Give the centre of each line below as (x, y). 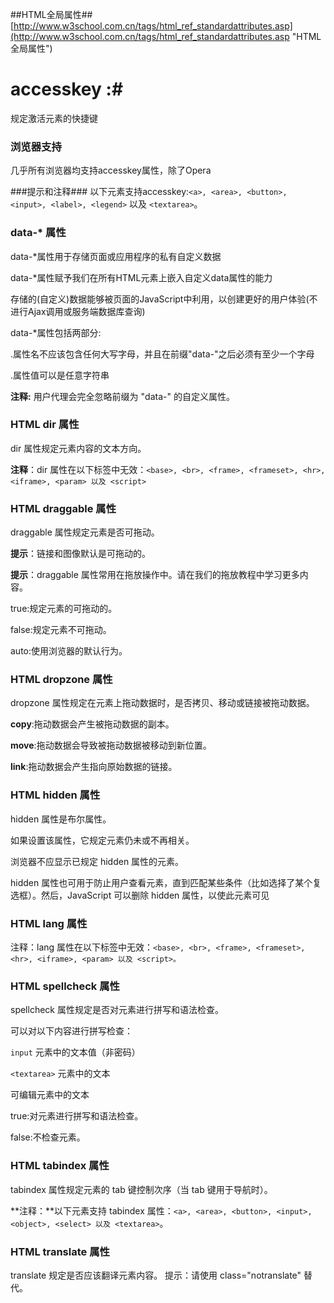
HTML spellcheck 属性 (65, 986)
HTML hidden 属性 (55, 795)
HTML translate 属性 (60, 1251)
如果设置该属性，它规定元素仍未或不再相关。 (102, 840)
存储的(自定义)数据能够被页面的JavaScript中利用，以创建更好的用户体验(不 (164, 299)
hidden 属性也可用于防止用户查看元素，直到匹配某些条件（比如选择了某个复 (166, 882)
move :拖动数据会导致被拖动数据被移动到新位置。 (111, 745)
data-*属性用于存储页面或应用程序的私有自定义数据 (116, 256)
